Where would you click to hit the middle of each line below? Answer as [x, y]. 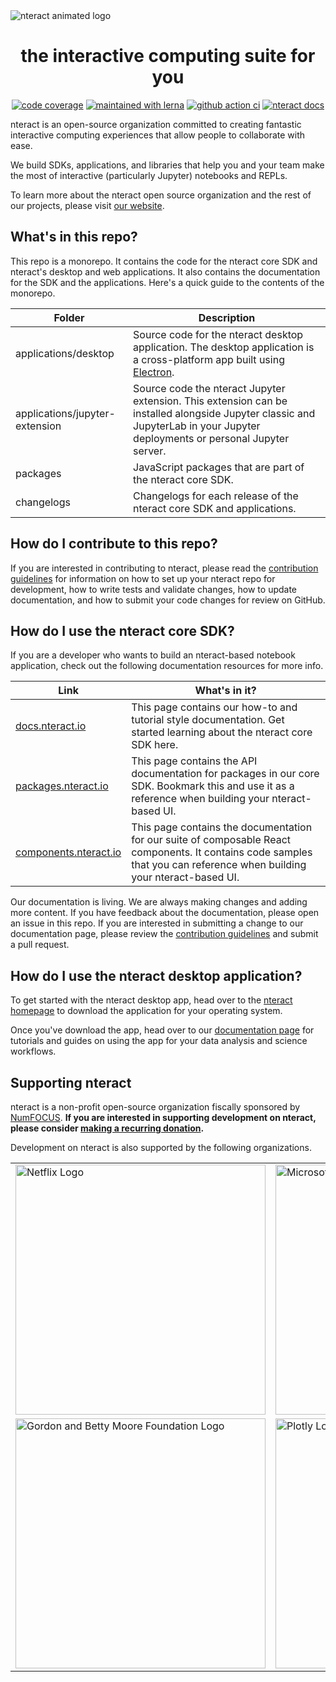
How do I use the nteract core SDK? [122, 630]
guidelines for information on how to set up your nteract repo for [143, 578]
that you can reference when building [219, 865]
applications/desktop [65, 353]
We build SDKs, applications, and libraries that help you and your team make [167, 165]
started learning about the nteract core [222, 732]
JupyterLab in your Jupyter [197, 426]
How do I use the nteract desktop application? [156, 975]
